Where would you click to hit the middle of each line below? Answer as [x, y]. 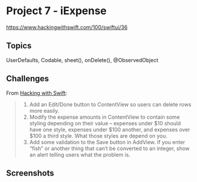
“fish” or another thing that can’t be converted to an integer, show [109, 148]
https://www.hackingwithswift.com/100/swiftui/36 [67, 27]
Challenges [28, 79]
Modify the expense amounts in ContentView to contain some [105, 117]
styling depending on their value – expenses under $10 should [105, 123]
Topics [19, 46]
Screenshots [30, 173]
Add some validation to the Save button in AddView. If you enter [107, 142]
